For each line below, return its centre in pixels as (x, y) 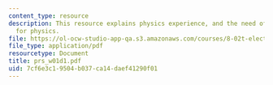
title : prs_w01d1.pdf (45, 62)
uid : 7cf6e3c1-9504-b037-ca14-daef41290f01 (83, 69)
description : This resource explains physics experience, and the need (132, 23)
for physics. (38, 31)
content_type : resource (49, 16)
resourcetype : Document (49, 53)
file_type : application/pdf (56, 46)
